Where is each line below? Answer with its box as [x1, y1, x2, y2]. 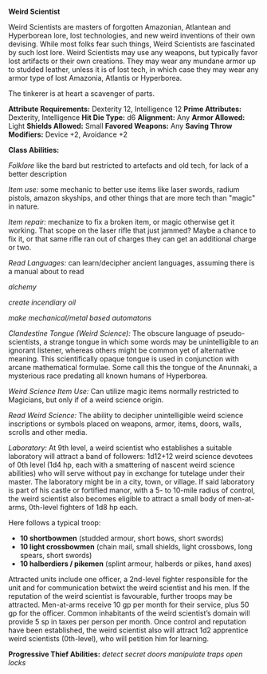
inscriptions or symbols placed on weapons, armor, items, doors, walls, [8, 419, 241, 429]
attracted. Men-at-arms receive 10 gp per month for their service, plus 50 [8, 600, 249, 609]
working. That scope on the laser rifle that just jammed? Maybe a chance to [8, 225, 257, 235]
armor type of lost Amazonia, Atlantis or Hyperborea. [8, 74, 183, 82]
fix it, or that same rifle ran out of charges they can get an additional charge [8, 234, 257, 243]
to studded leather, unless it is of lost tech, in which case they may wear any [8, 65, 259, 74]
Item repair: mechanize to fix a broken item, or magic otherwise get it [8, 217, 235, 226]
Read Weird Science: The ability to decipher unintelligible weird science [8, 411, 244, 420]
